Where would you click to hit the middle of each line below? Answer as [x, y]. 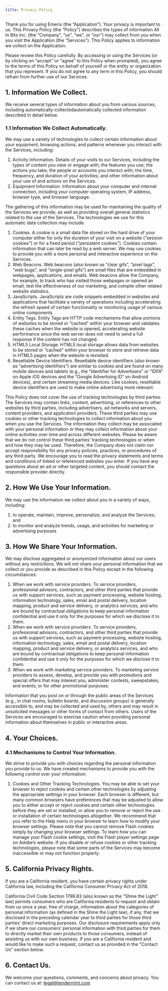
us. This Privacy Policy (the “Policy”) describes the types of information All [82, 29]
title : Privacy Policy [29, 10]
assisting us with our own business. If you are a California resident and [78, 939]
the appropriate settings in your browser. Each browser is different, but [86, 795]
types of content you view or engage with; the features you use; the [82, 165]
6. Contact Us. [28, 965]
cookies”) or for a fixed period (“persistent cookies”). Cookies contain [85, 243]
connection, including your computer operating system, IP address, [82, 191]
